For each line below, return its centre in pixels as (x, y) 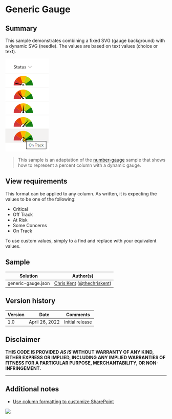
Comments (78, 315)
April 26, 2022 (44, 322)
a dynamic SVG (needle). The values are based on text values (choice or (82, 46)
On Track (22, 231)
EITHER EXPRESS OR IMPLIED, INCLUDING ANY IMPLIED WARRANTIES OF (85, 357)
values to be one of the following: (40, 199)
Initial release (78, 322)
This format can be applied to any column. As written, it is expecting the (81, 193)
